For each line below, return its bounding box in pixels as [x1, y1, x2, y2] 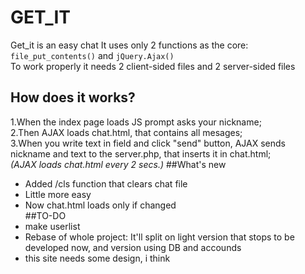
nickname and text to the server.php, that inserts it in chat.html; [10, 147, 272, 160]
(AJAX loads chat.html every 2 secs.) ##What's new [10, 158, 227, 170]
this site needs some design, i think [24, 252, 171, 264]
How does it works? [10, 89, 136, 106]
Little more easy [24, 188, 92, 200]
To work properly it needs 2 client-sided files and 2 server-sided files [10, 60, 296, 72]
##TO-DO [24, 209, 67, 221]
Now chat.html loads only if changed [24, 199, 177, 211]
